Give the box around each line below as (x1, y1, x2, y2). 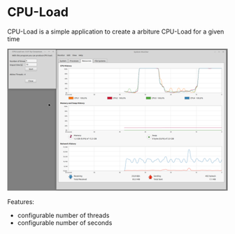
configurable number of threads (17, 211, 110, 219)
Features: (7, 197, 35, 206)
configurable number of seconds (17, 218, 113, 227)
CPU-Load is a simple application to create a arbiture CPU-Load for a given (7, 27, 225, 36)
